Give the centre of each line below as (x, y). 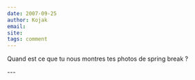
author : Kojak (28, 20)
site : (15, 33)
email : (17, 26)
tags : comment (28, 39)
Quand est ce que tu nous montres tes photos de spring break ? (97, 59)
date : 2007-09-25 (32, 13)
